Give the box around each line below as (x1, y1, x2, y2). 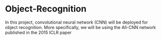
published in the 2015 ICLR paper (5, 29, 72, 35)
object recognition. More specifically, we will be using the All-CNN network (5, 24, 156, 30)
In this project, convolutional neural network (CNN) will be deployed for (5, 19, 148, 25)
